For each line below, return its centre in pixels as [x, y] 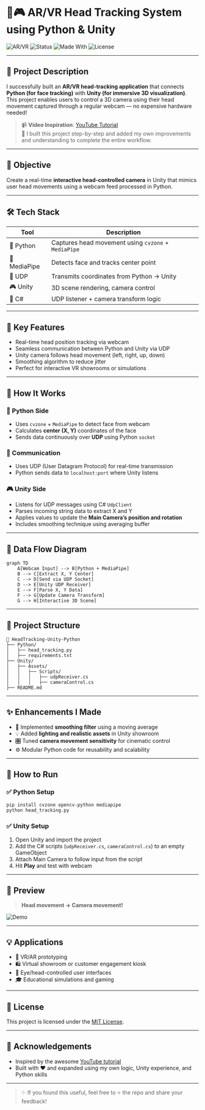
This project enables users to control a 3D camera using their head [90, 99]
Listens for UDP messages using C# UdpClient [74, 504]
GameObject [31, 853]
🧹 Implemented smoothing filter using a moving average [87, 727]
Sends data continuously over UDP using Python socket [85, 437]
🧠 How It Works [36, 393]
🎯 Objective [29, 165]
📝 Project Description [48, 72]
